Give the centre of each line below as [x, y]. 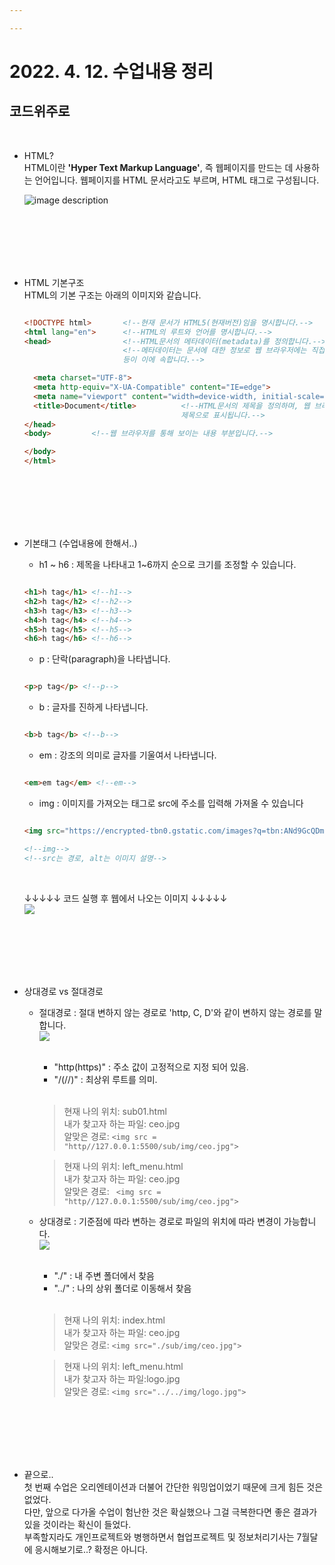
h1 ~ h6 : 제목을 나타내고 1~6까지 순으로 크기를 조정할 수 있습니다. [167, 564]
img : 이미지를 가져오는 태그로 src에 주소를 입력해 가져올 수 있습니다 [171, 803]
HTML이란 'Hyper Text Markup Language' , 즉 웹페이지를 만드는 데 [158, 167]
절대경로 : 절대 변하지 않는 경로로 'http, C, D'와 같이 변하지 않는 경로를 [175, 1012]
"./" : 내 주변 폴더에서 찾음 [104, 1275]
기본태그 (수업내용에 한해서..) [80, 543]
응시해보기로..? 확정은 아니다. [91, 1549]
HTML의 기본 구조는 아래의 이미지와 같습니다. [112, 295]
